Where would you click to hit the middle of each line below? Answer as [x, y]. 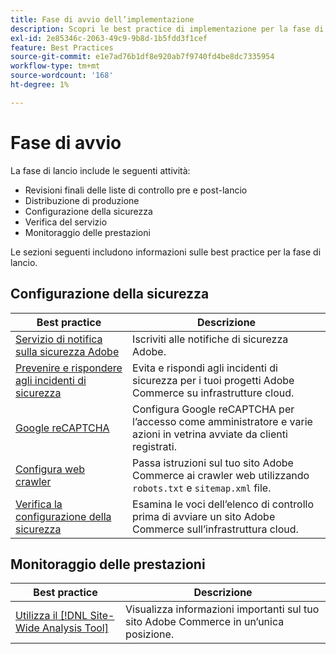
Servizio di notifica [59, 339]
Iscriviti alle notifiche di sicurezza [210, 339]
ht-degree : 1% [40, 85]
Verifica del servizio [66, 222]
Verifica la [39, 504]
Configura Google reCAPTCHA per [213, 409]
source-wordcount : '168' [62, 76]
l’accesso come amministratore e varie [222, 421]
